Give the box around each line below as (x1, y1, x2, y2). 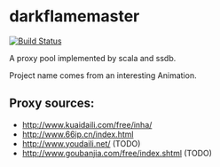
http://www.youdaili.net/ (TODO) (21, 138, 141, 148)
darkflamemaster (9, 6, 140, 27)
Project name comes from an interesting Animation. (9, 69, 197, 81)
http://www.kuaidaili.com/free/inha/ (21, 119, 153, 130)
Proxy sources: (9, 96, 95, 111)
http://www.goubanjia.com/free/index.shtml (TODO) (21, 147, 213, 158)
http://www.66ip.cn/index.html (21, 129, 134, 139)
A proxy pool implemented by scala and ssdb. (9, 52, 177, 63)
